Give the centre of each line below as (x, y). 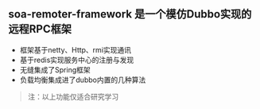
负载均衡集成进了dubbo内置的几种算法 (83, 80)
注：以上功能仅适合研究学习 (73, 96)
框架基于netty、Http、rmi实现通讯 (76, 49)
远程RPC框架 (40, 29)
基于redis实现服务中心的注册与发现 (77, 60)
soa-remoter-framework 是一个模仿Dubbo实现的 (130, 14)
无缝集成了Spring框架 (55, 69)
